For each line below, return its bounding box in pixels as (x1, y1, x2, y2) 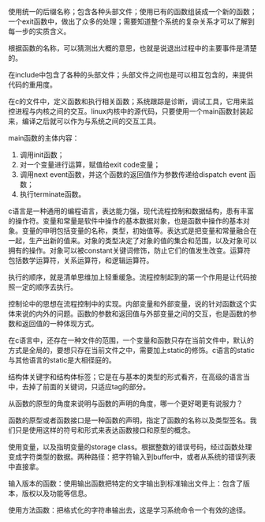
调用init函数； (19, 150, 65, 160)
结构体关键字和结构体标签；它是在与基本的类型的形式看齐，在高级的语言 (8, 372, 243, 381)
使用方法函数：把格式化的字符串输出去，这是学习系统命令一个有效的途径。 (8, 505, 250, 515)
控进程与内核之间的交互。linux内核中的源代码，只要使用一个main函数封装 (8, 107, 247, 116)
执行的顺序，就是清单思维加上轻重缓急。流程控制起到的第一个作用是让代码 (8, 272, 250, 282)
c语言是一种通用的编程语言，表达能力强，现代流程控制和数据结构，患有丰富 (8, 206, 254, 216)
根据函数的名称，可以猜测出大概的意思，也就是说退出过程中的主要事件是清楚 (8, 43, 257, 53)
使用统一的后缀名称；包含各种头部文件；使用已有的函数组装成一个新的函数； (8, 7, 257, 16)
